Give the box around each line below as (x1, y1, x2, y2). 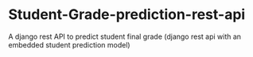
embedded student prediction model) (8, 40, 130, 49)
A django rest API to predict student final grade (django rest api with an (8, 32, 241, 41)
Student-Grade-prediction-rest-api (8, 6, 246, 24)
